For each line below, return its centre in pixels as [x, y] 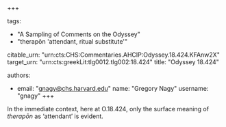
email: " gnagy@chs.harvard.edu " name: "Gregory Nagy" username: [113, 88]
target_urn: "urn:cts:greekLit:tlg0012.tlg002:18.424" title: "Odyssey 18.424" [113, 62]
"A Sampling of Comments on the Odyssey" [78, 34]
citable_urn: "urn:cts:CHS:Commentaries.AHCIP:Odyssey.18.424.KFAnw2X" [114, 55]
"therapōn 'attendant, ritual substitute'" [72, 41]
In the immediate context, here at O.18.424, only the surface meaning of [108, 109]
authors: [19, 75]
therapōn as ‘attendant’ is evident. [55, 116]
